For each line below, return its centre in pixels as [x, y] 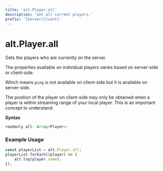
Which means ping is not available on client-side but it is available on [76, 82]
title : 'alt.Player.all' [31, 10]
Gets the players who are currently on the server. [56, 57]
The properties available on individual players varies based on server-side [82, 67]
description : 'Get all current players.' [49, 14]
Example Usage [25, 139]
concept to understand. [30, 108]
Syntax [13, 117]
